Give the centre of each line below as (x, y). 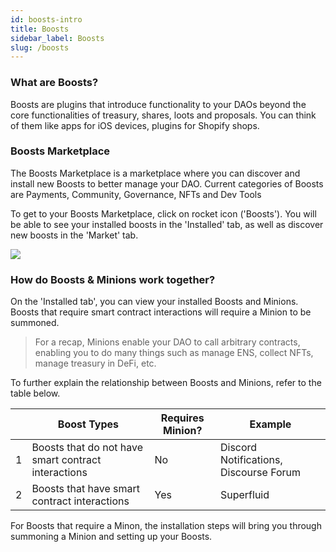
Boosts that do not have (87, 448)
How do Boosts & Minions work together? (113, 279)
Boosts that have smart (85, 489)
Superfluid (244, 495)
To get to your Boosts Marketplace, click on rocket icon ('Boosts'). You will (163, 213)
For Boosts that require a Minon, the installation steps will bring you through (166, 526)
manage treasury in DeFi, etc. (95, 363)
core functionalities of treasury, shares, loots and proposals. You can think (163, 115)
